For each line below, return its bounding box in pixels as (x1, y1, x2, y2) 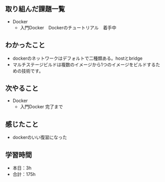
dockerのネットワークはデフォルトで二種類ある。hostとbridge (12, 55, 143, 61)
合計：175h (12, 171, 36, 177)
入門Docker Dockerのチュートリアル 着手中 (20, 24, 117, 30)
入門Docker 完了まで (20, 104, 63, 110)
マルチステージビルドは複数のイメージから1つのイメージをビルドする (12, 61, 156, 67)
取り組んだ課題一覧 (5, 5, 65, 14)
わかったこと (5, 41, 45, 50)
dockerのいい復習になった (12, 134, 67, 141)
